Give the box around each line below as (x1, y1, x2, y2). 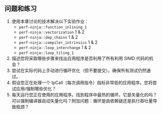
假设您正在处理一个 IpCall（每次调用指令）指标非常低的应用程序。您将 (11, 80, 153, 85)
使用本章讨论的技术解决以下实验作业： (11, 18, 89, 24)
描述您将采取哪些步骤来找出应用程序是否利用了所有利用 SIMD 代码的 (11, 55, 149, 61)
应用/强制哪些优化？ (16, 85, 57, 91)
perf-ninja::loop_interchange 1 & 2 (19, 44, 91, 50)
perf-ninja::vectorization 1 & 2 (19, 29, 85, 35)
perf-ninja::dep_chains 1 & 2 (19, 34, 79, 40)
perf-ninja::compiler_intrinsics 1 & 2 (19, 39, 98, 45)
